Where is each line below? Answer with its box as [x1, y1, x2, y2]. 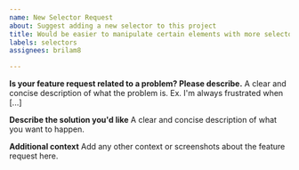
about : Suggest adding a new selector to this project [9, 21, 217, 30]
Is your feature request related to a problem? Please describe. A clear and [9, 78, 287, 89]
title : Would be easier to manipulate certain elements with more [9, 29, 261, 38]
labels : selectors [9, 37, 77, 47]
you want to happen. [9, 124, 85, 134]
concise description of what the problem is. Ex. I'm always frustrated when [9, 88, 284, 99]
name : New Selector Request [9, 12, 114, 22]
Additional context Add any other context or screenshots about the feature [9, 142, 286, 152]
